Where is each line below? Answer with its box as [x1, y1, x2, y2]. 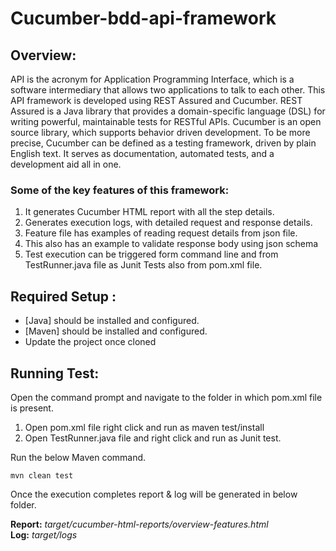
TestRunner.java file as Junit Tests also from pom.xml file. [24, 259, 263, 271]
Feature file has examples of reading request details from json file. [24, 227, 298, 239]
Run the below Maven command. [10, 451, 147, 463]
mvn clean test [10, 470, 74, 481]
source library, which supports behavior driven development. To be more [10, 127, 311, 138]
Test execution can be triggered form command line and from [24, 248, 279, 261]
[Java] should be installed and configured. [24, 315, 200, 327]
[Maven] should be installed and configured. [24, 325, 208, 337]
